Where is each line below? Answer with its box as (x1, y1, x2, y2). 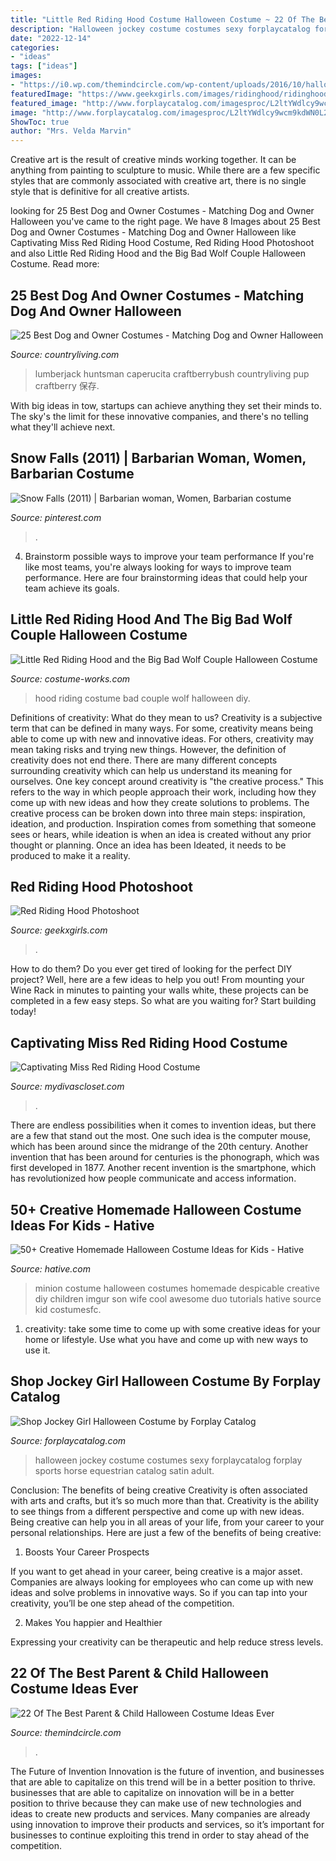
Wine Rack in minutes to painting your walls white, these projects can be (10, 984, 309, 996)
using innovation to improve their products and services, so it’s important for (10, 1818, 325, 1830)
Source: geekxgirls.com (10, 924, 108, 936)
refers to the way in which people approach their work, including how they (10, 786, 317, 798)
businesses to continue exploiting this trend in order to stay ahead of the (10, 1829, 310, 1841)
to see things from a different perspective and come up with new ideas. (10, 1505, 305, 1517)
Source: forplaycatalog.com (10, 1434, 127, 1446)
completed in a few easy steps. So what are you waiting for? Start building (10, 995, 317, 1007)
